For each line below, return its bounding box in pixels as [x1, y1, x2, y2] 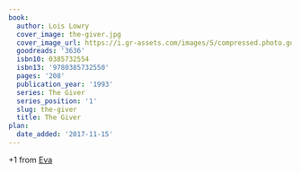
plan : [8, 122, 29, 131]
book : [8, 13, 29, 22]
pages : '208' [16, 72, 66, 81]
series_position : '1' [16, 96, 98, 106]
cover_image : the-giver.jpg [16, 30, 122, 39]
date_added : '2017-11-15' [16, 130, 114, 139]
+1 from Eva [8, 154, 53, 165]
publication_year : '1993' [16, 80, 114, 89]
